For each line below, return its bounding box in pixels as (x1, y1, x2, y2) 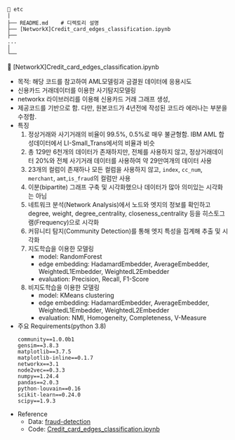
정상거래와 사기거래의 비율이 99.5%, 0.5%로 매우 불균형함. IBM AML (27, 130, 217, 138)
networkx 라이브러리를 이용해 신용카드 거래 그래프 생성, (17, 95, 170, 103)
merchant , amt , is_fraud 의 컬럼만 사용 (27, 174, 131, 182)
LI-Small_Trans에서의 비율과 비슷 (63, 139, 156, 147)
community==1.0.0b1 (17, 336, 75, 343)
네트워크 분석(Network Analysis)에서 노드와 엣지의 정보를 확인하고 (27, 201, 211, 208)
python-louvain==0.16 (17, 385, 81, 392)
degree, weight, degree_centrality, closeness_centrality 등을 (27, 209, 201, 218)
